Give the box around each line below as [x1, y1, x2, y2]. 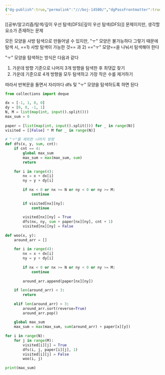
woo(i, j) [23, 356, 43, 361]
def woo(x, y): [5, 233, 36, 238]
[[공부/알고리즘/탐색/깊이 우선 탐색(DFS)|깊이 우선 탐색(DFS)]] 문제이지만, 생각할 [5, 21, 160, 27]
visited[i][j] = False [23, 352, 69, 357]
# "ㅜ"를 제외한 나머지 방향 [5, 137, 55, 142]
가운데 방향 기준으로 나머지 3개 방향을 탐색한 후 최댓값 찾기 [12, 65, 125, 71]
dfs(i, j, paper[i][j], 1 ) [23, 347, 78, 352]
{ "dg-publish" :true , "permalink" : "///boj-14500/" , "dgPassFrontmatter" [5, 7, 151, 12]
